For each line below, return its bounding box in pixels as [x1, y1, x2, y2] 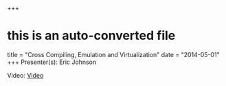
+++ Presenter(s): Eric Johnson [7, 58, 97, 66]
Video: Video [7, 71, 44, 79]
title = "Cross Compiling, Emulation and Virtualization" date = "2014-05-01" [7, 50, 220, 58]
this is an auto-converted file [7, 28, 176, 43]
